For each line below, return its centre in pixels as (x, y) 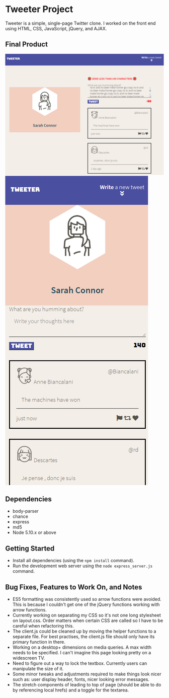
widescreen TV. (29, 658)
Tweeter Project (39, 9)
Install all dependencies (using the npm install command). (73, 561)
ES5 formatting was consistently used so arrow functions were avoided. (87, 599)
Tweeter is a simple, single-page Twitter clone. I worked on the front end (80, 23)
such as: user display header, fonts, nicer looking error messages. (81, 679)
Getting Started (30, 548)
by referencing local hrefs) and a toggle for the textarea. (71, 690)
